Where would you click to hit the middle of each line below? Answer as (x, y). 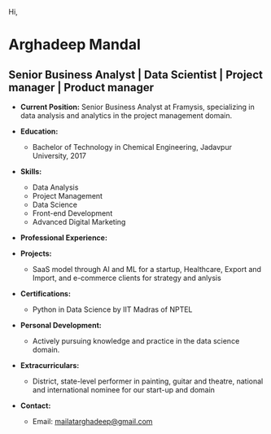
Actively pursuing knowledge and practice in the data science (136, 341)
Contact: (35, 406)
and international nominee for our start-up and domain (124, 390)
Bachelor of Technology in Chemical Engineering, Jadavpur (132, 147)
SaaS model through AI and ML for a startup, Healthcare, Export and (147, 269)
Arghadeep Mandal (74, 45)
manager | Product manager (81, 88)
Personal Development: (61, 325)
